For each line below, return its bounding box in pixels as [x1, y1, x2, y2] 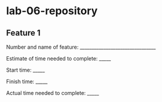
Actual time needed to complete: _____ [6, 90, 99, 96]
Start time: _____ [6, 66, 45, 74]
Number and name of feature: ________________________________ [6, 43, 156, 50]
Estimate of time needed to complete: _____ [6, 55, 112, 62]
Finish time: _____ [6, 78, 48, 85]
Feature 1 [6, 28, 40, 38]
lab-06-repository [6, 4, 98, 18]
